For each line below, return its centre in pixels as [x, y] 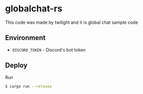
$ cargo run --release [28, 86]
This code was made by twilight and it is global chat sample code [72, 22]
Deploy [16, 66]
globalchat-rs [34, 9]
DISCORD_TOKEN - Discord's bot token [49, 49]
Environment [25, 38]
